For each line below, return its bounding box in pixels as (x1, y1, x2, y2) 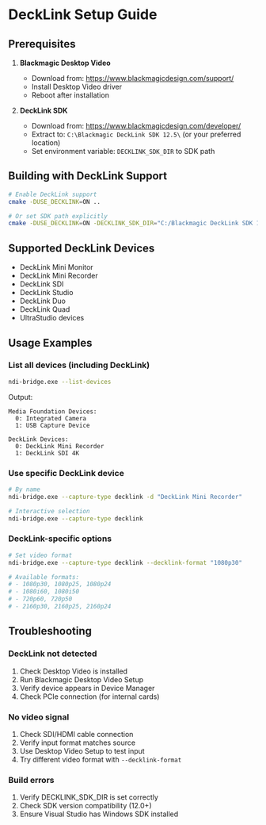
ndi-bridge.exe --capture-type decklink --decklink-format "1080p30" (8, 558, 243, 566)
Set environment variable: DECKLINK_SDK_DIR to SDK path (31, 147, 215, 155)
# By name (8, 485, 41, 493)
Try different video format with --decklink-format (19, 754, 182, 764)
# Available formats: (8, 573, 80, 581)
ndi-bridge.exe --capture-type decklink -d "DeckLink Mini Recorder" (8, 493, 243, 501)
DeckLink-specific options (8, 533, 112, 544)
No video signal (8, 712, 70, 723)
